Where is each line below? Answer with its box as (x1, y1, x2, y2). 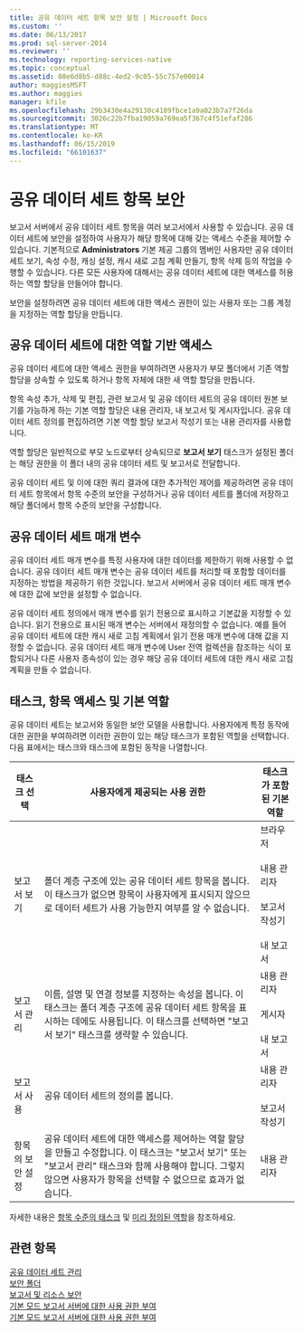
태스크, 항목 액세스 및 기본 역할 (9, 693, 170, 708)
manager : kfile (9, 97, 67, 107)
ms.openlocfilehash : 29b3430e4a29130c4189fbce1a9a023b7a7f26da (9, 106, 253, 115)
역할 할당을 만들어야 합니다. (25, 278, 124, 289)
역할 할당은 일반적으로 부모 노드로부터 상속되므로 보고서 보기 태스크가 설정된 (9, 447, 278, 458)
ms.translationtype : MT (9, 123, 100, 132)
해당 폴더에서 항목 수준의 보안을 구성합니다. (9, 499, 162, 511)
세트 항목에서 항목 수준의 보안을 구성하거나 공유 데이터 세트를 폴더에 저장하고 (18, 489, 290, 499)
